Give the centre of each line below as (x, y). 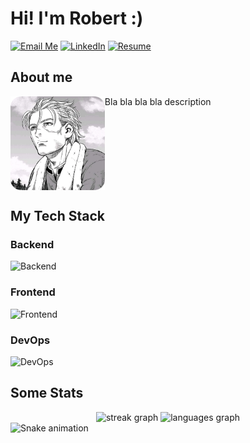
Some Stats (47, 393)
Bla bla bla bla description (158, 101)
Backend (32, 245)
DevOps (30, 340)
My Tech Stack (57, 216)
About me (41, 77)
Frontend (33, 292)
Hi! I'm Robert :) (77, 18)
